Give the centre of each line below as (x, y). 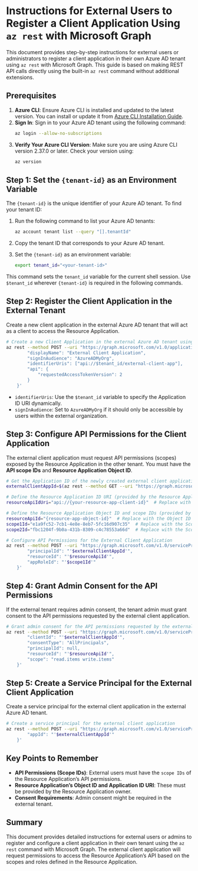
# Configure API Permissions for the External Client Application (89, 540)
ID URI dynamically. (38, 403)
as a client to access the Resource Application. (63, 331)
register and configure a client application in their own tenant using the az (95, 843)
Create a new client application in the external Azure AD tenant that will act (97, 325)
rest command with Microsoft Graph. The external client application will (93, 849)
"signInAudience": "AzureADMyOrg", (71, 358)
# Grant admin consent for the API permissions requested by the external (100, 626)
